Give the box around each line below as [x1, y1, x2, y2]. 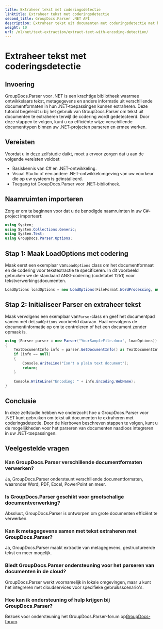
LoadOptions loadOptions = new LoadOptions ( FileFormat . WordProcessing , [5, 287, 153, 292]
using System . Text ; [5, 232, 45, 236]
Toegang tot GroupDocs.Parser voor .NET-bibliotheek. [12, 181, 121, 187]
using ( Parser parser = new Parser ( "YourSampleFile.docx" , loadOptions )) [5, 338, 158, 343]
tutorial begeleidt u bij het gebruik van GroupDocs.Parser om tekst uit [5, 109, 144, 114]
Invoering [5, 80, 35, 88]
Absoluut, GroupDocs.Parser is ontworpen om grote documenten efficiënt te [5, 511, 158, 516]
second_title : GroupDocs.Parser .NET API [5, 16, 90, 21]
